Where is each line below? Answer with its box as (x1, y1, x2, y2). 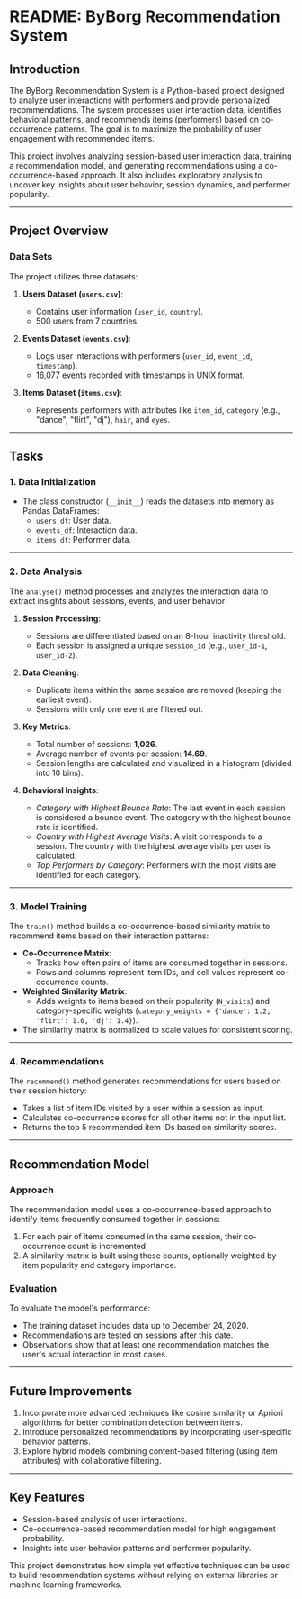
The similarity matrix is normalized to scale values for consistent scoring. (22, 1024, 293, 1035)
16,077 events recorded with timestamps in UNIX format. (35, 370, 245, 380)
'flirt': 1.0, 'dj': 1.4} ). (35, 1014, 138, 1025)
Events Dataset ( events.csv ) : (22, 333, 132, 343)
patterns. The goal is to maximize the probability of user (53, 123, 262, 134)
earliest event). (35, 694, 92, 705)
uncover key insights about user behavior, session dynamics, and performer (9, 179, 291, 190)
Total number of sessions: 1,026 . (35, 738, 158, 749)
